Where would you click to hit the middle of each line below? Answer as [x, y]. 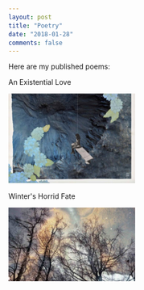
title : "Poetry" [35, 25]
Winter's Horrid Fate [42, 196]
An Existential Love [40, 82]
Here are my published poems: [59, 67]
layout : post [30, 17]
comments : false [35, 43]
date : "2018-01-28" [41, 34]
